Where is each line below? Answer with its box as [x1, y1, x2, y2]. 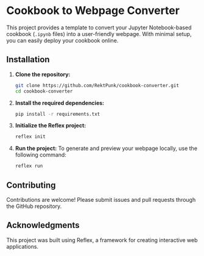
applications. [6, 243, 38, 250]
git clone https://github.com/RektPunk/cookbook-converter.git [15, 82, 180, 88]
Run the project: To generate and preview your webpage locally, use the [15, 144, 198, 152]
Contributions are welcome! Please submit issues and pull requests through [6, 196, 196, 203]
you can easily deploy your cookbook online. [6, 37, 119, 44]
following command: [15, 151, 67, 158]
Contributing [6, 180, 56, 190]
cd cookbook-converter [15, 88, 73, 94]
